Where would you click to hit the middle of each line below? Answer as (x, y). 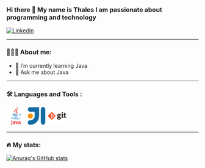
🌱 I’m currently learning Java (51, 65)
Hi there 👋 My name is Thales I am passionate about (85, 10)
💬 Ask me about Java (42, 72)
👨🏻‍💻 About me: (29, 53)
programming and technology (51, 17)
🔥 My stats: (24, 145)
